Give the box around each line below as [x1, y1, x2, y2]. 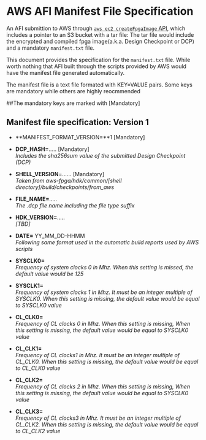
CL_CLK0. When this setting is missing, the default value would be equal [15, 358, 199, 365]
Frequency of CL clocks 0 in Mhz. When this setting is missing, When [15, 320, 191, 327]
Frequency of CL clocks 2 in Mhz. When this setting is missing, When [15, 382, 191, 390]
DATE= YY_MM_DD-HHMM [15, 232, 85, 239]
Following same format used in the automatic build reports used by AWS [15, 238, 199, 246]
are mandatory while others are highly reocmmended [6, 87, 141, 95]
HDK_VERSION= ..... [15, 214, 66, 221]
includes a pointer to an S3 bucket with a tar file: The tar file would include [6, 31, 194, 38]
